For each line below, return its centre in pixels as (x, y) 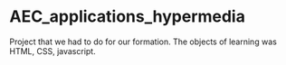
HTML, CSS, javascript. (53, 51)
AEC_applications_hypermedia (128, 17)
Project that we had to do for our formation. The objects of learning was (143, 42)
